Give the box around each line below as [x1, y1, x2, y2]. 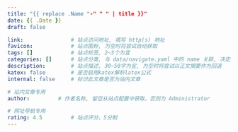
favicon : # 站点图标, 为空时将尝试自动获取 [7, 43, 158, 50]
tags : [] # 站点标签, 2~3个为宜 [7, 49, 130, 56]
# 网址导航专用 [7, 107, 46, 115]
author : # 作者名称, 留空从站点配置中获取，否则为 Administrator [7, 95, 210, 102]
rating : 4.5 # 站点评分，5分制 [7, 114, 118, 121]
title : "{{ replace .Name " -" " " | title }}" [7, 10, 147, 18]
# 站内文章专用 [7, 88, 46, 95]
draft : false [7, 23, 46, 30]
